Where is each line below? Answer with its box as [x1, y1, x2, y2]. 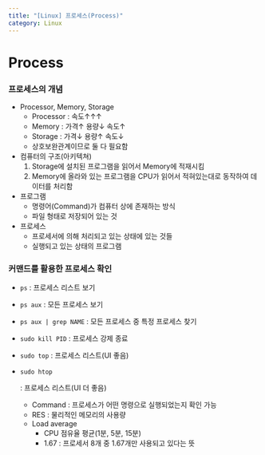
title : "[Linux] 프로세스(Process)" [8, 11, 124, 20]
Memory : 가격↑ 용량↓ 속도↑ [31, 121, 126, 131]
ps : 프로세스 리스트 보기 [19, 283, 96, 292]
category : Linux [8, 19, 62, 27]
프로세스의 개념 [8, 83, 64, 94]
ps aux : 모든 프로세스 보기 [19, 300, 104, 310]
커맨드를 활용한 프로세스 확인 [8, 263, 113, 274]
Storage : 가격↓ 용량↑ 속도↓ [31, 131, 125, 140]
